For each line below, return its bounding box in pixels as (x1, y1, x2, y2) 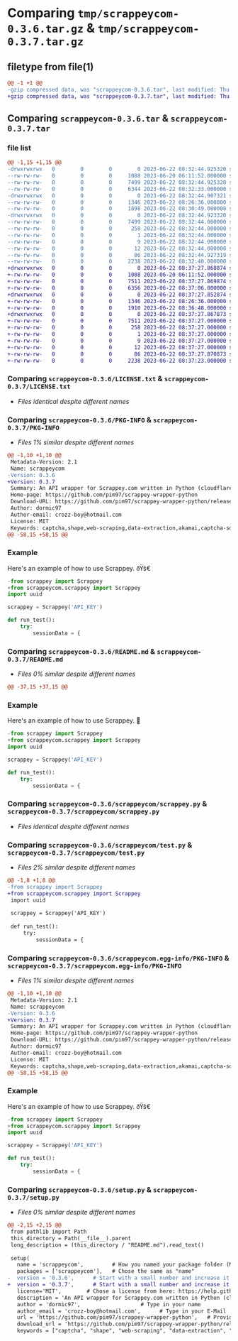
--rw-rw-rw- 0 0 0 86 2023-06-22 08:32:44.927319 (7, 251, 227, 258)
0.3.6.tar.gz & (7, 20, 96, 36)
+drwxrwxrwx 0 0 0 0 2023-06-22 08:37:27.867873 (7, 311, 227, 318)
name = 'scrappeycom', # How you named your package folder (16, 1261, 223, 1269)
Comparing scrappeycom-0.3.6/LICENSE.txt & (7, 374, 163, 384)
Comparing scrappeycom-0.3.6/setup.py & (7, 1184, 152, 1194)
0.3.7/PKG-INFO (7, 424, 60, 432)
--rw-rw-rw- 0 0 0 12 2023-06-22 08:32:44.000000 (7, 245, 227, 252)
